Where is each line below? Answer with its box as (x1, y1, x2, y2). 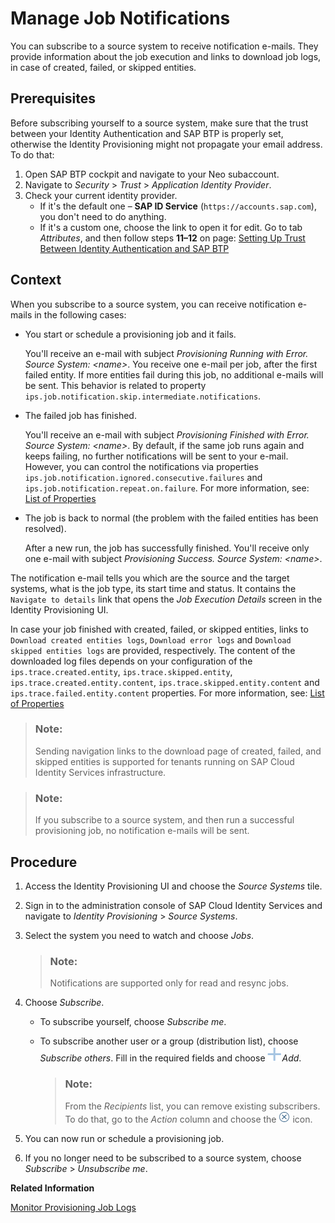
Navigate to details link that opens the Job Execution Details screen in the (10, 593, 323, 605)
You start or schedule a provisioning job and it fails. (24, 328, 237, 340)
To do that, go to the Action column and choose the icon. (64, 1113, 313, 1125)
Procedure (10, 853, 78, 871)
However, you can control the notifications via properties (24, 460, 259, 472)
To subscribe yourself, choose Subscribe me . (39, 1016, 227, 1028)
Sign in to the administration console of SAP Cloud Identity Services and (24, 899, 323, 911)
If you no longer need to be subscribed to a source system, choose (24, 1152, 302, 1164)
